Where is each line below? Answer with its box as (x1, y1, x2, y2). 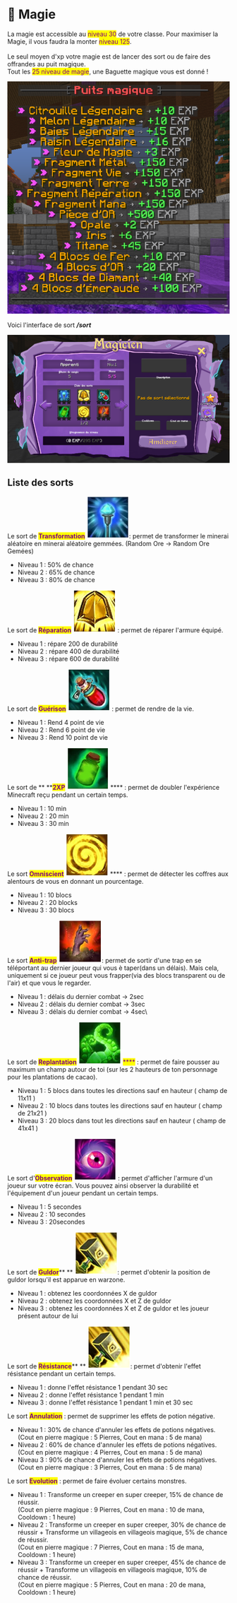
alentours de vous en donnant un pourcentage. (7, 877, 144, 885)
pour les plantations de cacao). (7, 1072, 97, 1081)
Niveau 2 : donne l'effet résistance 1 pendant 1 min (17, 1390, 164, 1399)
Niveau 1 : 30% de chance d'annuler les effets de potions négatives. (17, 1425, 216, 1433)
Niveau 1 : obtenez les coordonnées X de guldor (17, 1289, 157, 1297)
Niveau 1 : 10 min (17, 804, 67, 812)
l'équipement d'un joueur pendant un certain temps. (7, 1188, 159, 1197)
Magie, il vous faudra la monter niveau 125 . (7, 37, 132, 45)
